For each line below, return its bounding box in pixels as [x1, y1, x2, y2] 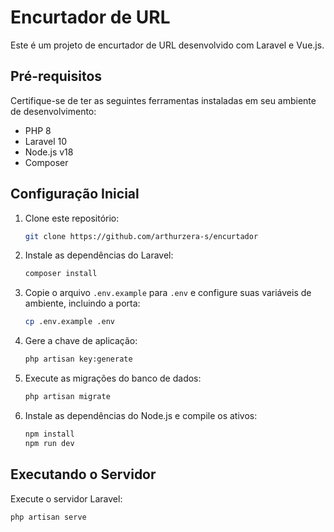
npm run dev [24, 438, 75, 448]
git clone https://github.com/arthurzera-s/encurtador [24, 231, 259, 241]
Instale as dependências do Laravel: [24, 249, 174, 261]
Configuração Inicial [10, 186, 140, 203]
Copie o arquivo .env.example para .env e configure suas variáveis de [24, 287, 312, 299]
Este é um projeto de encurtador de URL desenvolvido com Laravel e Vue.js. [10, 39, 325, 51]
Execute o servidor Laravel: [10, 492, 123, 505]
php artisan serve [10, 512, 87, 522]
